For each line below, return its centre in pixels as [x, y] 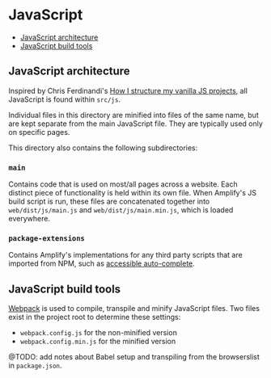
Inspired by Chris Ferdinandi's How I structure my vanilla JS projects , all [128, 90]
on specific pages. [39, 132]
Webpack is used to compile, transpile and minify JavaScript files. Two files [134, 309]
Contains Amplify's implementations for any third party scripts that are [125, 255]
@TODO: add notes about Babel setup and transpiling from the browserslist [134, 357]
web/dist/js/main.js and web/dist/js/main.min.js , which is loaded [121, 210]
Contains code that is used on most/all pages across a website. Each [123, 184]
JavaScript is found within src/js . [65, 99]
